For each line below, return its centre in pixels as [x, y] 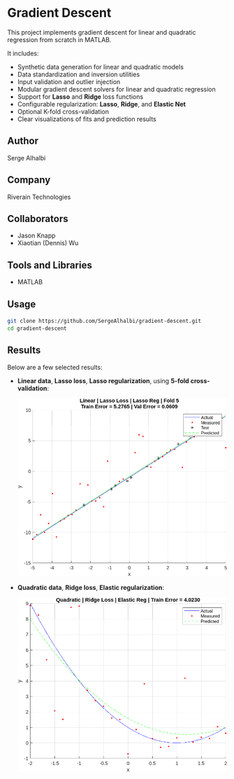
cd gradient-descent [37, 328]
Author [23, 141]
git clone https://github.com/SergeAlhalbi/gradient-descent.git [104, 321]
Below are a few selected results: [55, 367]
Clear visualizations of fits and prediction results [87, 119]
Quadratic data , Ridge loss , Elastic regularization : [90, 587]
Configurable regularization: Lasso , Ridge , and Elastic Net [102, 104]
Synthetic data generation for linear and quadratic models [100, 67]
